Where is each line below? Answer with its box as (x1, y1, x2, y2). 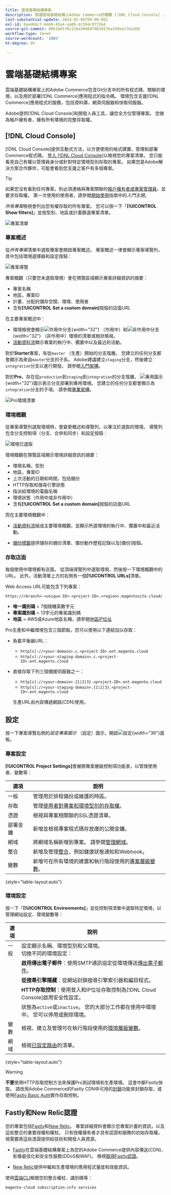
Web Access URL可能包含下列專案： (5, 584, 82, 590)
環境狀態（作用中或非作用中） (12, 494, 75, 501)
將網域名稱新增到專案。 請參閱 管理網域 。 (33, 838, 131, 845)
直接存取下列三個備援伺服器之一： (12, 668, 84, 675)
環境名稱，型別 (12, 463, 44, 469)
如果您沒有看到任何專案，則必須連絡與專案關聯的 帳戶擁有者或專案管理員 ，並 (5, 186, 166, 192)
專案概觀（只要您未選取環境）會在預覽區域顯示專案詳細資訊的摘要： (5, 275, 148, 281)
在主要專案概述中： (5, 315, 46, 321)
